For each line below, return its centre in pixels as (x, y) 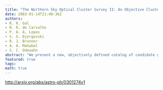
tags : (10, 64)
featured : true (20, 59)
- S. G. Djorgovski (25, 37)
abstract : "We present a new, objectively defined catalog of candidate (80, 55)
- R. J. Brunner (21, 41)
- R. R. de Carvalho (26, 28)
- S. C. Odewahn (21, 50)
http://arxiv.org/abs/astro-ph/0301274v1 (45, 82)
